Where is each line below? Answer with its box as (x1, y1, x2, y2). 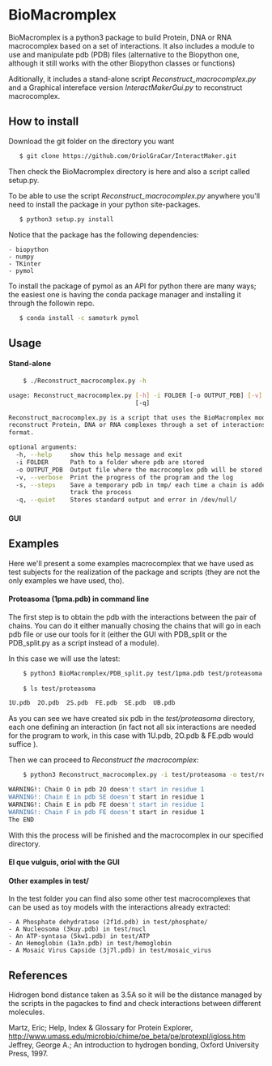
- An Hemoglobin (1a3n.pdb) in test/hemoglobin (8, 940, 172, 948)
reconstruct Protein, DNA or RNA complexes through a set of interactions (8, 421, 266, 429)
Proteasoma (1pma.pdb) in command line (8, 594, 150, 604)
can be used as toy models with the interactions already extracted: (8, 902, 231, 912)
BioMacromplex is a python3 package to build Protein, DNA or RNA (8, 32, 232, 42)
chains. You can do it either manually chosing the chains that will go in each (8, 620, 261, 630)
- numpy (8, 253, 35, 261)
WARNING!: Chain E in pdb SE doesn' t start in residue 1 (8, 793, 205, 801)
